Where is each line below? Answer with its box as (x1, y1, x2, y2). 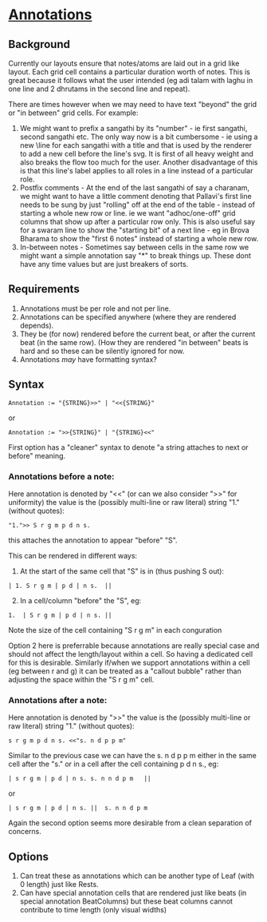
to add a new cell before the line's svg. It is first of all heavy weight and (19, 149, 253, 158)
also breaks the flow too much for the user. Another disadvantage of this (19, 157, 258, 167)
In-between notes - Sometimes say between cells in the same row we (19, 242, 249, 252)
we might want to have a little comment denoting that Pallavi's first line (19, 192, 253, 201)
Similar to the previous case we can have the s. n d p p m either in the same (8, 751, 257, 761)
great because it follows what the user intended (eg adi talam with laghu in (8, 76, 253, 85)
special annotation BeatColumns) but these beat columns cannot (19, 896, 234, 906)
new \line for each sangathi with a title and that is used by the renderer (19, 141, 253, 149)
